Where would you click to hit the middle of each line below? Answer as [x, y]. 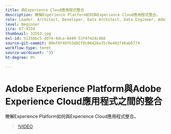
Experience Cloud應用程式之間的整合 [84, 101]
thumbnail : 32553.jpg [28, 34]
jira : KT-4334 [20, 29]
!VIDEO [25, 127]
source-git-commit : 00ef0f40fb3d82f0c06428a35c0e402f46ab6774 [73, 43]
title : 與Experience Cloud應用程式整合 [45, 10]
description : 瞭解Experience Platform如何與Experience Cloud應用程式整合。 [83, 15]
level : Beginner [22, 24]
